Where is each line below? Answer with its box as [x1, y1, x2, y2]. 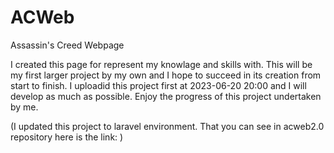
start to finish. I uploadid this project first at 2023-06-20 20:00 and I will [10, 79, 307, 91]
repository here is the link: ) [10, 131, 124, 143]
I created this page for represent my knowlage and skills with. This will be [10, 58, 313, 70]
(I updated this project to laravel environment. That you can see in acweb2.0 [10, 120, 325, 132]
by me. [10, 101, 39, 113]
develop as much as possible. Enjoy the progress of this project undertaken [10, 90, 322, 102]
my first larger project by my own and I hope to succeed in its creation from [10, 69, 322, 81]
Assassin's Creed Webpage [10, 39, 125, 51]
